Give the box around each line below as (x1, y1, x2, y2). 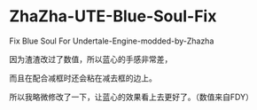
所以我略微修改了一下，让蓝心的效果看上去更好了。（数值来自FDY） (9, 91, 254, 102)
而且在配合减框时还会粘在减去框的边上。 (9, 73, 157, 83)
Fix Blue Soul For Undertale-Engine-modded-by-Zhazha (9, 35, 214, 46)
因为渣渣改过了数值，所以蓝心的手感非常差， (9, 53, 173, 64)
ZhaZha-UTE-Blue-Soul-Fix (9, 6, 217, 27)
